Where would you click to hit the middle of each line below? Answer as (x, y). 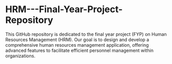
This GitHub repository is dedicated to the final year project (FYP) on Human (86, 34)
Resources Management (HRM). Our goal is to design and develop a (77, 40)
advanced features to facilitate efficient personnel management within (80, 50)
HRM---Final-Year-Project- (64, 9)
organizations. (21, 56)
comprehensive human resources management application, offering (77, 45)
